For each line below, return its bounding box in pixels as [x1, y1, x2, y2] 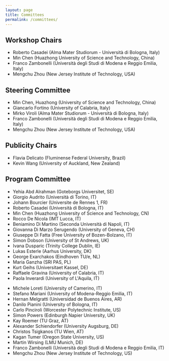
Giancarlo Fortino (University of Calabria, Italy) [12, 105, 110, 111]
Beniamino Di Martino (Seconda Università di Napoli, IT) [12, 221, 130, 227]
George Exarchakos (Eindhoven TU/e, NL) [12, 253, 101, 260]
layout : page [5, 7, 33, 13]
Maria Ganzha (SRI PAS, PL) [12, 259, 71, 265]
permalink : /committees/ [5, 17, 58, 22]
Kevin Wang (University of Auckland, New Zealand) [12, 160, 121, 166]
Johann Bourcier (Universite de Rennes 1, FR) [12, 199, 108, 205]
